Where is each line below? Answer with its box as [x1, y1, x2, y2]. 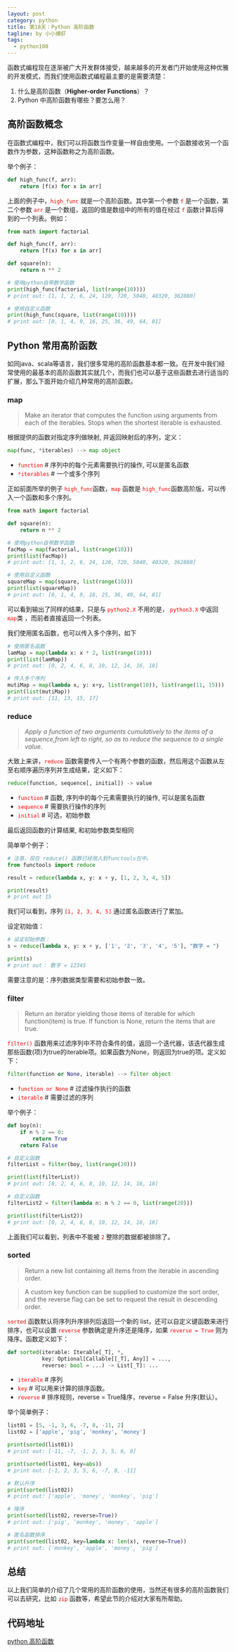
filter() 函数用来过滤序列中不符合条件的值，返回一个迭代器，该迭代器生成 [7, 1039, 225, 1048]
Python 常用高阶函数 [7, 339, 98, 351]
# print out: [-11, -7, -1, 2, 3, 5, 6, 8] [7, 1448, 137, 1455]
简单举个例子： [7, 841, 51, 849]
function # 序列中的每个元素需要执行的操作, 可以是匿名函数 [17, 461, 190, 469]
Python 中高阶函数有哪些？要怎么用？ [17, 96, 126, 104]
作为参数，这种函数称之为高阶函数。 [13, 147, 118, 156]
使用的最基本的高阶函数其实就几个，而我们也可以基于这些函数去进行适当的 [13, 368, 229, 377]
